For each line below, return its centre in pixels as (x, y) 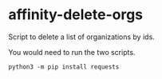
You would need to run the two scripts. (72, 52)
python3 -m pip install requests (64, 67)
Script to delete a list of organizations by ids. (82, 37)
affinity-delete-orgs (76, 15)
